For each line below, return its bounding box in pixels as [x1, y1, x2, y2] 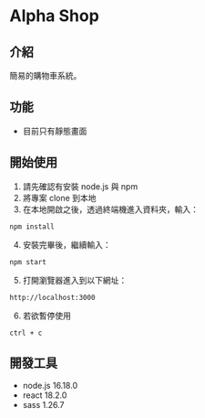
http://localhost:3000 [9, 293, 96, 302]
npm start [9, 257, 47, 266]
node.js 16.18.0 [22, 380, 78, 391]
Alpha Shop [9, 5, 100, 27]
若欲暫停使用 [22, 310, 71, 321]
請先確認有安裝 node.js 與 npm [22, 180, 138, 192]
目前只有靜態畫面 [22, 125, 87, 136]
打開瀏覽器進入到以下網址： [22, 274, 128, 285]
